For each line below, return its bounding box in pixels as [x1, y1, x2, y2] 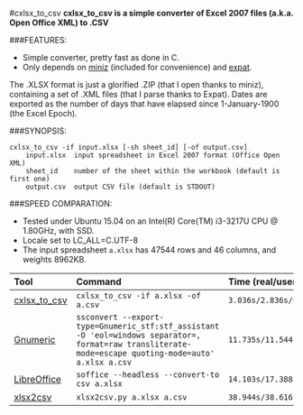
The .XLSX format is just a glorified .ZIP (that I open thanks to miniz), [9, 79, 264, 89]
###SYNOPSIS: [9, 125, 68, 136]
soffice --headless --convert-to [76, 370, 220, 380]
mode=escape [76, 348, 128, 358]
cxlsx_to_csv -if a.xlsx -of [76, 290, 201, 300]
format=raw [76, 339, 124, 349]
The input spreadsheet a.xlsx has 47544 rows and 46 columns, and [22, 244, 277, 255]
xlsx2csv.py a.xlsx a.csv [76, 392, 188, 402]
